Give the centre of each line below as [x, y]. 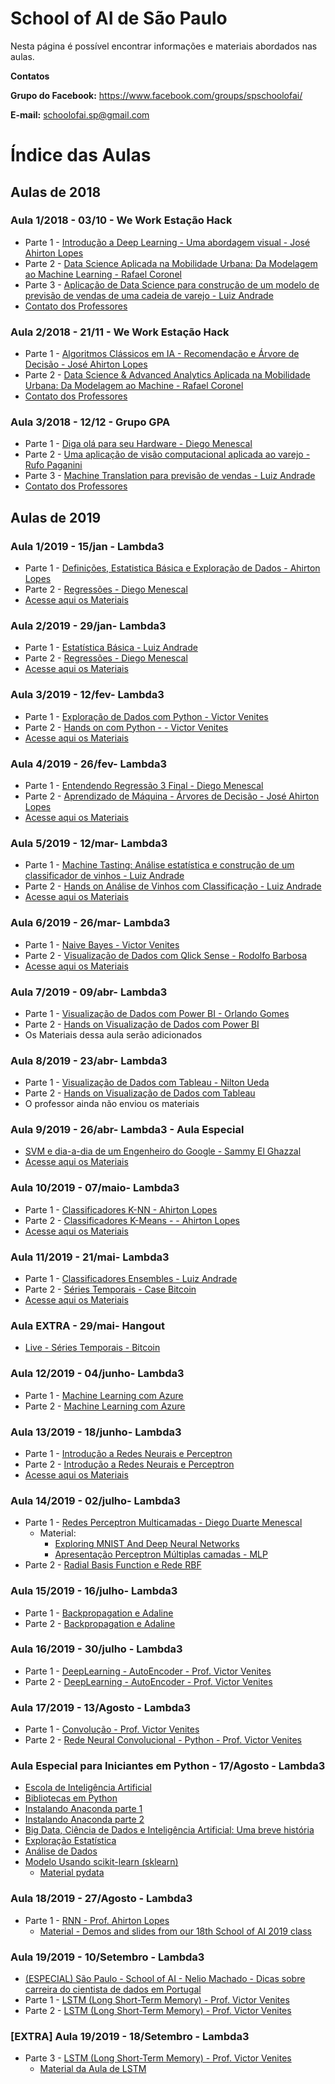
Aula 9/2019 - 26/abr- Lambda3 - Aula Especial [127, 1130]
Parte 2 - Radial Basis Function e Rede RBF [113, 1565]
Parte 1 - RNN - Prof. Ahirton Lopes [97, 1920]
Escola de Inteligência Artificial [88, 1788]
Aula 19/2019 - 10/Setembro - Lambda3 [107, 1957]
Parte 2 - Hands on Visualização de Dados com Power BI [142, 1024]
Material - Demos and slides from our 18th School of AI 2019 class [176, 1931]
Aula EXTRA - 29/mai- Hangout [87, 1325]
